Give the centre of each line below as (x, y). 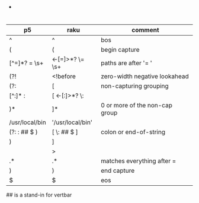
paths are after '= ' (126, 63)
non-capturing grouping (134, 86)
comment (145, 30)
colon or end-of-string (133, 132)
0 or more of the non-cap (137, 106)
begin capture (120, 50)
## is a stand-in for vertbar (39, 195)
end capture (118, 171)
